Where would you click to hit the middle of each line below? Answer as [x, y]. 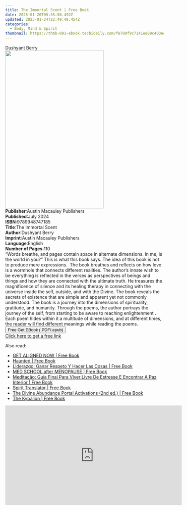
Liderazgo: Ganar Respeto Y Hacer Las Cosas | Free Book [72, 366]
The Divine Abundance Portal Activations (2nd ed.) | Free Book [78, 393]
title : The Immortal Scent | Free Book [47, 10]
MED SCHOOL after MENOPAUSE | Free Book [60, 372]
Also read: [16, 346]
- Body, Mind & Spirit [34, 29]
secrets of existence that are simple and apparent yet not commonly [76, 297]
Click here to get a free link [33, 336]
